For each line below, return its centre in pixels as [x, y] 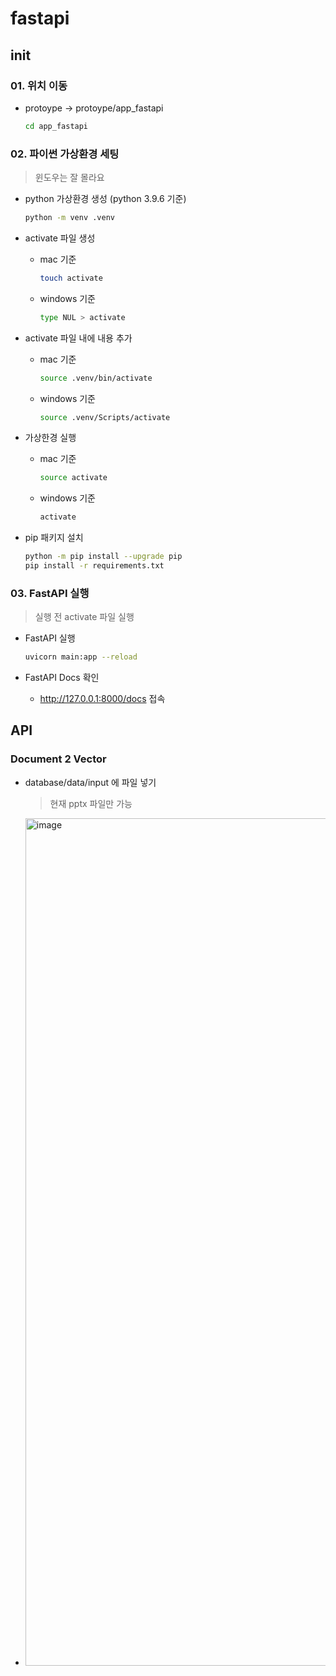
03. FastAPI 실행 [50, 593]
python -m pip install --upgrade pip [103, 557]
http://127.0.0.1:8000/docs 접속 [102, 699]
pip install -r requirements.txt [94, 566]
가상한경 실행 [50, 438]
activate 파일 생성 [60, 238]
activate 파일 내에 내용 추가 [78, 338]
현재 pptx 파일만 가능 [91, 803]
